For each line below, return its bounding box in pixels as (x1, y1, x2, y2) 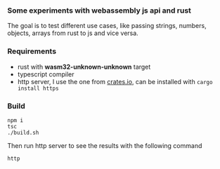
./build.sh (7, 129, 39, 136)
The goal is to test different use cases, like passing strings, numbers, (7, 22, 207, 30)
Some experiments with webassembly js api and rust (7, 6, 192, 15)
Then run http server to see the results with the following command (7, 141, 202, 149)
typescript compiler (17, 69, 75, 79)
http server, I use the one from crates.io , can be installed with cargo (17, 77, 213, 86)
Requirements (7, 46, 57, 56)
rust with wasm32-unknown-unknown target (17, 62, 151, 71)
